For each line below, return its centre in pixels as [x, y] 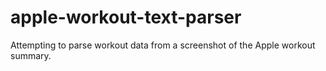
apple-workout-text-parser [126, 17]
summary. [31, 55]
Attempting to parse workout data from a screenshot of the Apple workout [163, 45]
